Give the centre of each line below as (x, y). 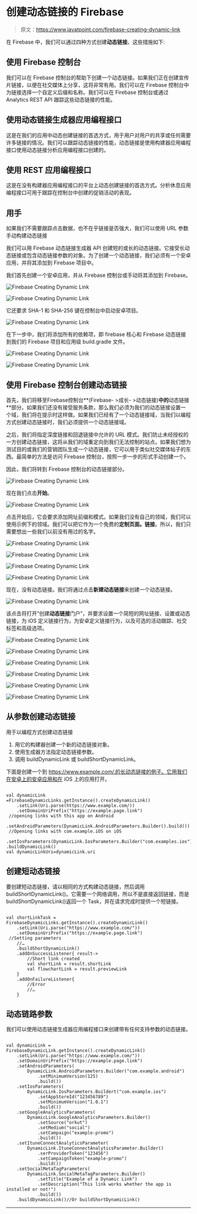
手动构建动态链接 (27, 236)
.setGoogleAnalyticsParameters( (56, 1112)
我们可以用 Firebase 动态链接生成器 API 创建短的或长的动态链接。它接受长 (96, 248)
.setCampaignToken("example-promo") (82, 1159)
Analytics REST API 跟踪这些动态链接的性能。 (61, 99)
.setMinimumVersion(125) (68, 1076)
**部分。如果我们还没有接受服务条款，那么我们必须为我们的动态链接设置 (94, 407)
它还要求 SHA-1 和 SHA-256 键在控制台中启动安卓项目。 (74, 311)
